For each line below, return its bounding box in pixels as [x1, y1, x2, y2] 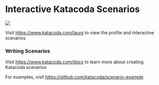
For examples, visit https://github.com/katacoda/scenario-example [5, 74, 143, 80]
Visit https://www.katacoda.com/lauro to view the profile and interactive [5, 29, 154, 36]
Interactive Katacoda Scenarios [5, 4, 140, 15]
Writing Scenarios [5, 47, 50, 54]
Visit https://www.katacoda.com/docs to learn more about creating [5, 59, 144, 65]
